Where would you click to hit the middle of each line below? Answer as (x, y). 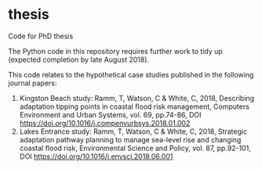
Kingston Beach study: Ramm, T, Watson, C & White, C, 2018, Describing (137, 98)
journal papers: (33, 83)
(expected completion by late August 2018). (79, 59)
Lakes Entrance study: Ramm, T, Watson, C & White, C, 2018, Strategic (133, 131)
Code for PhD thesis (41, 36)
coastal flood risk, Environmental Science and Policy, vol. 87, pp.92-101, (135, 148)
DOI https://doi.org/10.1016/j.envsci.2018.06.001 (96, 156)
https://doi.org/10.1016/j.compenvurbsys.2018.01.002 (105, 123)
